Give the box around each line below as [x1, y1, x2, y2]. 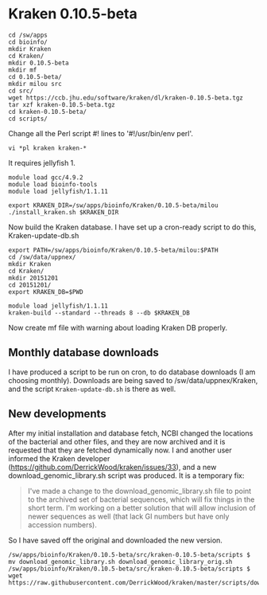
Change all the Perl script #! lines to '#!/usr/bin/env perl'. [8, 128, 193, 138]
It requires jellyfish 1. [8, 158, 75, 167]
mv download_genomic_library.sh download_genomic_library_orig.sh [8, 558, 233, 566]
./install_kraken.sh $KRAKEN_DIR [8, 208, 119, 216]
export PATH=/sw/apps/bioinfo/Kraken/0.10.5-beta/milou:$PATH [8, 246, 219, 254]
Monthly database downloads [8, 346, 159, 359]
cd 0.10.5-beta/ [8, 72, 62, 80]
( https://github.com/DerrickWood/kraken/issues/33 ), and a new [8, 462, 217, 472]
